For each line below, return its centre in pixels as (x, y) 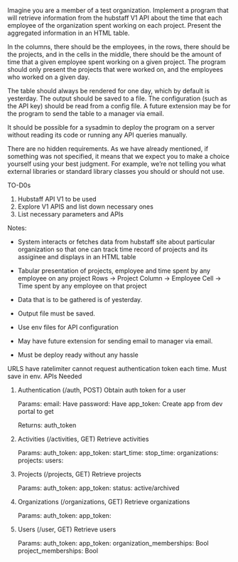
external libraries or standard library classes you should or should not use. (116, 171)
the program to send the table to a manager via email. (86, 114)
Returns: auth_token (47, 425)
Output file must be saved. (56, 313)
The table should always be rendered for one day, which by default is (109, 91)
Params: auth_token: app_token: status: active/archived (98, 488)
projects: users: (40, 460)
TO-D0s (19, 185)
